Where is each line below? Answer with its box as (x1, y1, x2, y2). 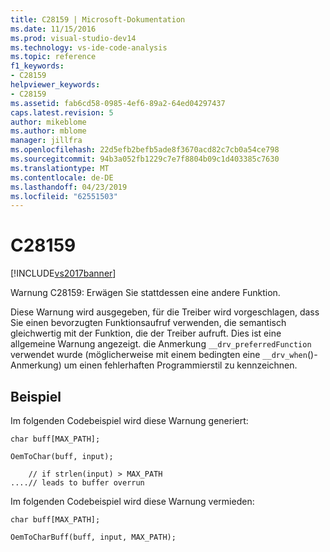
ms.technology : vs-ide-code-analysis (10, 42, 168, 53)
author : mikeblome (10, 117, 87, 127)
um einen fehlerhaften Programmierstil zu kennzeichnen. (63, 359, 298, 371)
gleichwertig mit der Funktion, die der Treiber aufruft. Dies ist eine (10, 327, 282, 340)
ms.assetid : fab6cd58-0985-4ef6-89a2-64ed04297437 (10, 98, 226, 108)
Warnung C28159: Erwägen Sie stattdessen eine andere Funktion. (10, 287, 281, 299)
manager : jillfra (10, 136, 83, 146)
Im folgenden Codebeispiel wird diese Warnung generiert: (10, 415, 249, 426)
